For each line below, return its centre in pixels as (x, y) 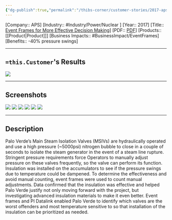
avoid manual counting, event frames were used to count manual (74, 179)
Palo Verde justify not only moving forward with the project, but (72, 190)
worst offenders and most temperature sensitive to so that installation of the (85, 207)
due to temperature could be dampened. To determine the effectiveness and (86, 174)
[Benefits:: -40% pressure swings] (42, 41)
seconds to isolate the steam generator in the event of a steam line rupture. (85, 152)
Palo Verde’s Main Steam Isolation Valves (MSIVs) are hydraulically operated (86, 141)
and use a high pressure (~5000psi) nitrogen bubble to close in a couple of (84, 147)
